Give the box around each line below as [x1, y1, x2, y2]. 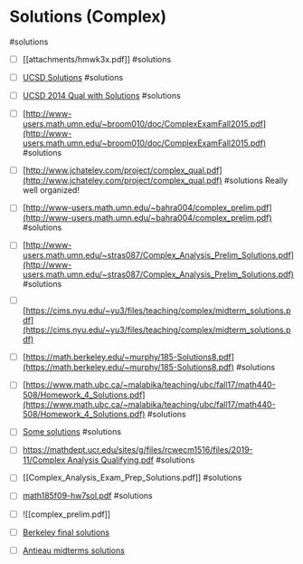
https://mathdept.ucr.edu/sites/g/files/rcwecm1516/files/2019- [22, 445, 253, 455]
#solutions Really [224, 175, 288, 186]
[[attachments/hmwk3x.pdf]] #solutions [22, 53, 172, 64]
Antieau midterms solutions [22, 545, 125, 556]
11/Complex [22, 454, 66, 465]
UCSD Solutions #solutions [22, 72, 124, 82]
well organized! [22, 185, 80, 196]
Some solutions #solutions [22, 426, 122, 437]
